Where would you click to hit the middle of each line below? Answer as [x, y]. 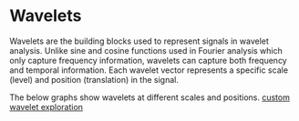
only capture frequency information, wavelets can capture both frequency [148, 60]
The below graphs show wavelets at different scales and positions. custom [149, 97]
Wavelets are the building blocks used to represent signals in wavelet [139, 41]
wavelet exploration [46, 106]
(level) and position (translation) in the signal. [94, 79]
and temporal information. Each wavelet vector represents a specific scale [149, 70]
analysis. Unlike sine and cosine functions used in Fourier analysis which [146, 50]
